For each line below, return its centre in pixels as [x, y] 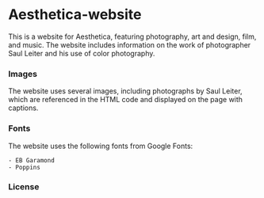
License [24, 187]
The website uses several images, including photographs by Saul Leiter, [126, 91]
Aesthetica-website [75, 15]
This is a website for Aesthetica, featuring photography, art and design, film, [132, 36]
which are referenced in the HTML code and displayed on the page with [126, 100]
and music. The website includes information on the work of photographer [130, 44]
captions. [23, 108]
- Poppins [25, 167]
